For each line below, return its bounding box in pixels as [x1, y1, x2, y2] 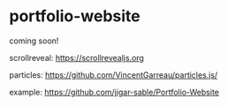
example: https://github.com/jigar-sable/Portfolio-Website [9, 87, 219, 97]
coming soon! [9, 35, 59, 46]
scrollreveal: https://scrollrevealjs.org [9, 52, 144, 63]
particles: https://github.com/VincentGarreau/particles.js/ [9, 69, 218, 80]
